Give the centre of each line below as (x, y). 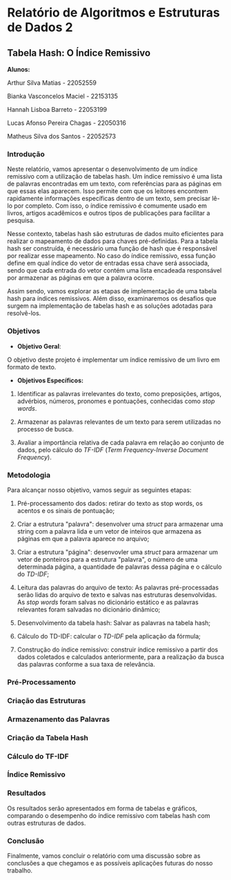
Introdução (26, 154)
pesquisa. (21, 221)
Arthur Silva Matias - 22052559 (52, 83)
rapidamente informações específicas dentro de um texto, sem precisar (109, 199)
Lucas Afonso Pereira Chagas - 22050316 (67, 123)
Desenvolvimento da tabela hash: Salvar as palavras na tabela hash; (114, 623)
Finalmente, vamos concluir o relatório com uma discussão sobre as (104, 856)
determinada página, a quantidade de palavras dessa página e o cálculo (119, 567)
